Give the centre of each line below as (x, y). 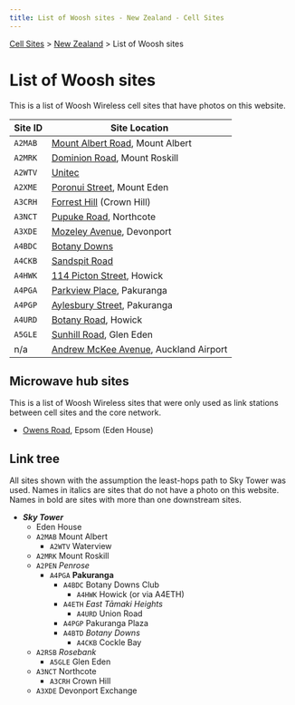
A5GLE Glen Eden (80, 662)
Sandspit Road (82, 261)
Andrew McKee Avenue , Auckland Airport (139, 349)
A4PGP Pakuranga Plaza (106, 623)
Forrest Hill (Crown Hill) (101, 202)
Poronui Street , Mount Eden (110, 187)
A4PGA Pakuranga (82, 575)
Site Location (139, 128)
